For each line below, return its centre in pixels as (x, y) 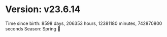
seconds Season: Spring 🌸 (33, 28)
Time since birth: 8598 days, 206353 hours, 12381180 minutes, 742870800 (84, 23)
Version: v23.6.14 (43, 9)
